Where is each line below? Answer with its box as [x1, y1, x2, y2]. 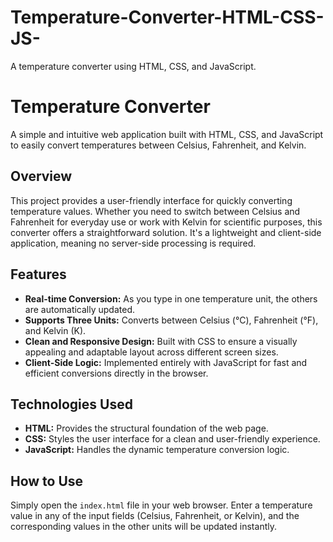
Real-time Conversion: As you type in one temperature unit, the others [24, 292, 318, 305]
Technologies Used [10, 396, 133, 413]
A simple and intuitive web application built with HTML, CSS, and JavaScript [10, 128, 324, 140]
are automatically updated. [24, 303, 136, 315]
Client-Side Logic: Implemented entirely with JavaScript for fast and [24, 356, 308, 368]
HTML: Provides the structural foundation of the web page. [24, 422, 269, 435]
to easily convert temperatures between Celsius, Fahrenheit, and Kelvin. [10, 139, 307, 151]
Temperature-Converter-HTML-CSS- [10, 6, 325, 29]
